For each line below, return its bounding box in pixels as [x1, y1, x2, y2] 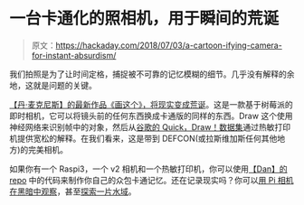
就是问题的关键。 [33, 79, 97, 90]
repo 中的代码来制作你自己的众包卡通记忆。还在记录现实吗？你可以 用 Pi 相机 [9, 174, 294, 185]
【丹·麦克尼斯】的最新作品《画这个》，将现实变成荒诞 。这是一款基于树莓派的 [9, 98, 294, 109]
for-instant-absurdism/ [31, 50, 117, 61]
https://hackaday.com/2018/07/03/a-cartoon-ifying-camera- [55, 40, 282, 51]
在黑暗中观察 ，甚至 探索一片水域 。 [9, 186, 137, 197]
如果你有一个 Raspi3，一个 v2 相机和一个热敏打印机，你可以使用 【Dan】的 [9, 163, 288, 174]
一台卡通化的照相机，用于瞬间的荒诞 [9, 8, 280, 29]
